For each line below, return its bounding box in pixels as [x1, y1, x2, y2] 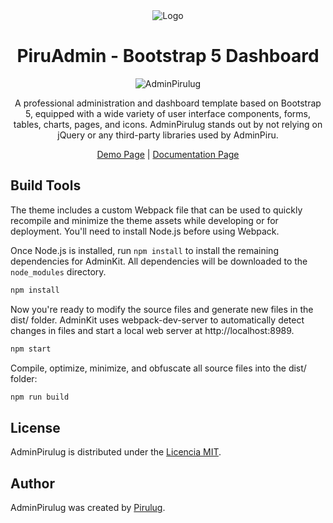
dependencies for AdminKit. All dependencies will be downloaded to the [10, 255, 308, 267]
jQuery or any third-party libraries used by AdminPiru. [57, 129, 279, 141]
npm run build [10, 392, 70, 402]
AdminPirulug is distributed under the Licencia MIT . [10, 446, 222, 458]
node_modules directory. [10, 265, 107, 278]
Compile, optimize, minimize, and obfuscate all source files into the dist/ [10, 362, 307, 374]
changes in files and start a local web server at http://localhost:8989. [10, 324, 295, 336]
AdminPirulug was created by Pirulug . [10, 502, 166, 513]
